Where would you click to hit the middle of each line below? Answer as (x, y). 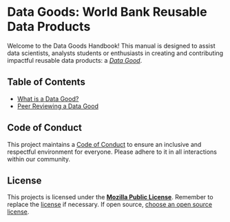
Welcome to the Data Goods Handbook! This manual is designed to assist (111, 46)
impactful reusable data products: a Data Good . (75, 60)
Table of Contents (46, 82)
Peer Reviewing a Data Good (57, 106)
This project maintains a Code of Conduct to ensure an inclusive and (104, 144)
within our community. (39, 159)
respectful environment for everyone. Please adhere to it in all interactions (112, 152)
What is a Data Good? (48, 99)
